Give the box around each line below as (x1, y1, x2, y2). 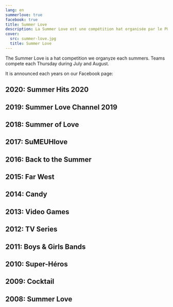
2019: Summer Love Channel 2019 (5, 103, 117, 111)
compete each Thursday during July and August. (5, 60, 110, 67)
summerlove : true (5, 12, 43, 17)
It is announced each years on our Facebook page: (5, 70, 113, 76)
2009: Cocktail (5, 277, 55, 286)
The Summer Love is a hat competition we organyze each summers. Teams (5, 55, 165, 61)
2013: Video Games (5, 207, 70, 216)
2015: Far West (5, 172, 55, 181)
